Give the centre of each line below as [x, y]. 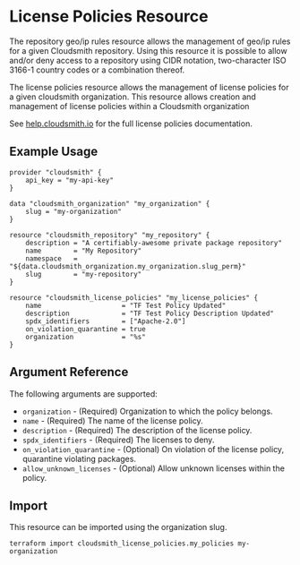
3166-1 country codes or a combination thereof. [97, 70]
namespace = [51, 258]
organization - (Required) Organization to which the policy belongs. [147, 411]
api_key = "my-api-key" [70, 180]
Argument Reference [69, 372]
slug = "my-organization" [74, 211]
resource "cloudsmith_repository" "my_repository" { [110, 235]
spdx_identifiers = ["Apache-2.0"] [106, 321]
